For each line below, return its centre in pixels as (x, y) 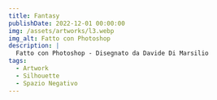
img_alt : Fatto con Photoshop (60, 38)
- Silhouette (38, 76)
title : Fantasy (34, 16)
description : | (34, 46)
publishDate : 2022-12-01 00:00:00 (67, 23)
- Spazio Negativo (47, 83)
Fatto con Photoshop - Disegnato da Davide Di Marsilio (112, 53)
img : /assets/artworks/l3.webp (61, 31)
